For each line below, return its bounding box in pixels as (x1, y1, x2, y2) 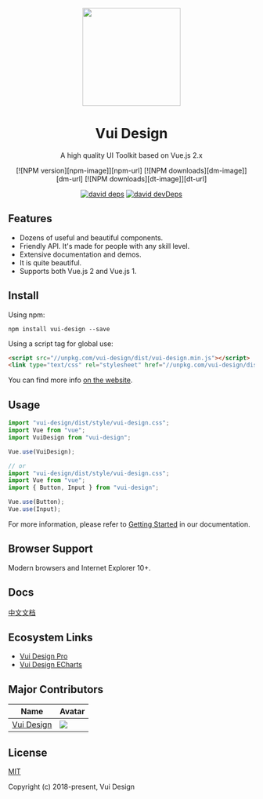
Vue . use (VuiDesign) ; (8, 447, 76, 455)
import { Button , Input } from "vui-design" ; (8, 483, 159, 492)
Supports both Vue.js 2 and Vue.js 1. (19, 266, 137, 275)
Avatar (59, 706, 85, 717)
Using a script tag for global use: (8, 338, 113, 348)
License (8, 746, 48, 759)
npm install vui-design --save (8, 325, 110, 333)
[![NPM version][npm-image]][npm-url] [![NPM (16, 166, 168, 175)
